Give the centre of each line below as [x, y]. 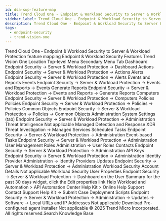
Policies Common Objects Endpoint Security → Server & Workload [72, 108]
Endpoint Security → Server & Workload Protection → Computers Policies [80, 98]
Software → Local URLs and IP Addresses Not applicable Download [74, 203]
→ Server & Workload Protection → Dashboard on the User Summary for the [83, 176]
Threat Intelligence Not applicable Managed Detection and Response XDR [80, 124]
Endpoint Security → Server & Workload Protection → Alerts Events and [78, 77]
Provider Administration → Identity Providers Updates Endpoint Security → [81, 161]
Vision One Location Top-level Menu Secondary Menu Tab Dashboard [76, 62]
